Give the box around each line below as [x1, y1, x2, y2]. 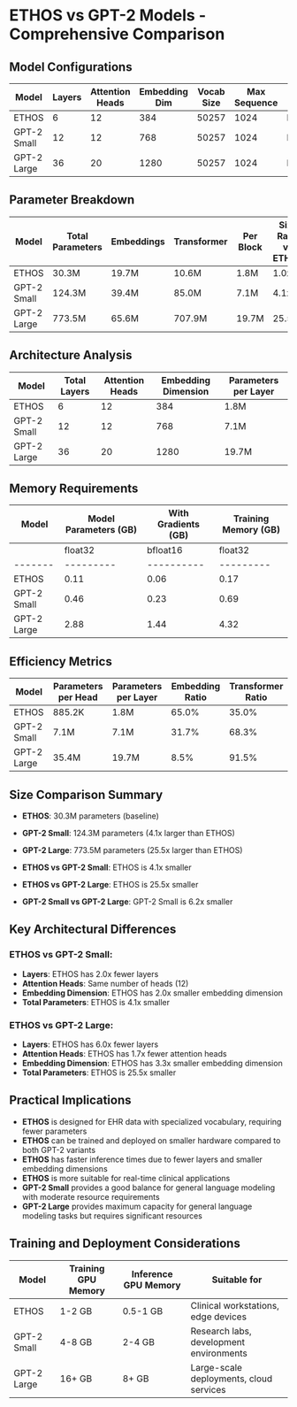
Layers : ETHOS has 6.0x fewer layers [21, 1039, 159, 1049]
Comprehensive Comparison [9, 24, 225, 44]
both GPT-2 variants [21, 1144, 95, 1155]
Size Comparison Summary [9, 787, 164, 802]
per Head [57, 691, 99, 703]
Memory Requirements [9, 481, 139, 496]
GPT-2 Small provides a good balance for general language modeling [21, 1182, 276, 1193]
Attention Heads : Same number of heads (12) [21, 978, 189, 988]
